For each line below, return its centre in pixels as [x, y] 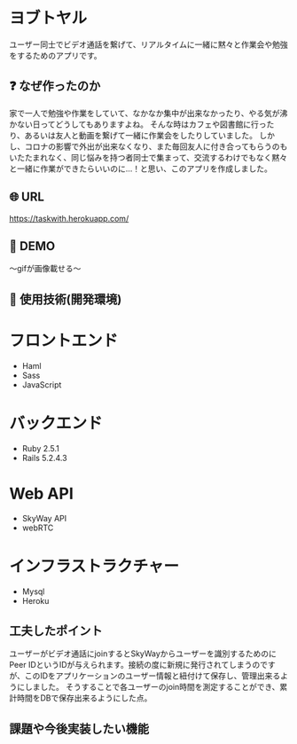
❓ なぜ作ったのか [55, 86]
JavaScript [42, 384]
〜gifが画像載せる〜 [45, 269]
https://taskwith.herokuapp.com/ [69, 218]
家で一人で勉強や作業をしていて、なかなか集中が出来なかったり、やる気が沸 [148, 113]
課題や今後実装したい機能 [79, 728]
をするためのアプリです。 [55, 55]
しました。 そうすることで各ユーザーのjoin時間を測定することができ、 [152, 687]
